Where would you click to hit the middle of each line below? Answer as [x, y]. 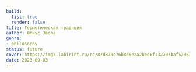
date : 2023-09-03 [27, 60]
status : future [24, 49]
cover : [14, 55]
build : [14, 11]
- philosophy [22, 44]
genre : [14, 38]
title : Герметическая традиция [44, 28]
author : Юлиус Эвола [31, 33]
